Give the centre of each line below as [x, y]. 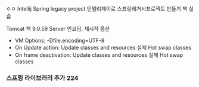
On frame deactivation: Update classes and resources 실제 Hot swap [99, 55]
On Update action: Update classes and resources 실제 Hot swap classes [103, 47]
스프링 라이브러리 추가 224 [42, 78]
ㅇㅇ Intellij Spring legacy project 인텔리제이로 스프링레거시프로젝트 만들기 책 [97, 9]
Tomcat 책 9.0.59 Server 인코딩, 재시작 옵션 [58, 29]
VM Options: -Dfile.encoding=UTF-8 [60, 41]
